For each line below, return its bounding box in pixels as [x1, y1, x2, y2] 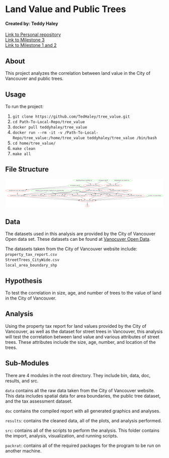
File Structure [5, 165, 49, 174]
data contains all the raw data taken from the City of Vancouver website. [5, 387, 155, 393]
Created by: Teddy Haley [5, 20, 58, 26]
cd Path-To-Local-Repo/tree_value [12, 120, 85, 125]
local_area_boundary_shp [5, 263, 57, 268]
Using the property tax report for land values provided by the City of [5, 323, 147, 329]
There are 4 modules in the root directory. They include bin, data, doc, [5, 372, 151, 378]
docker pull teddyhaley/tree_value [12, 125, 88, 130]
